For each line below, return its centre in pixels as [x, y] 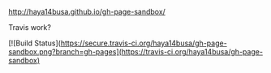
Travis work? [30, 27]
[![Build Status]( [34, 43]
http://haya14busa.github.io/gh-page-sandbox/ [87, 12]
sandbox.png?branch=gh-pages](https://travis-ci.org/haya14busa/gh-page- [136, 52]
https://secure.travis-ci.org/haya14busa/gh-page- [144, 43]
